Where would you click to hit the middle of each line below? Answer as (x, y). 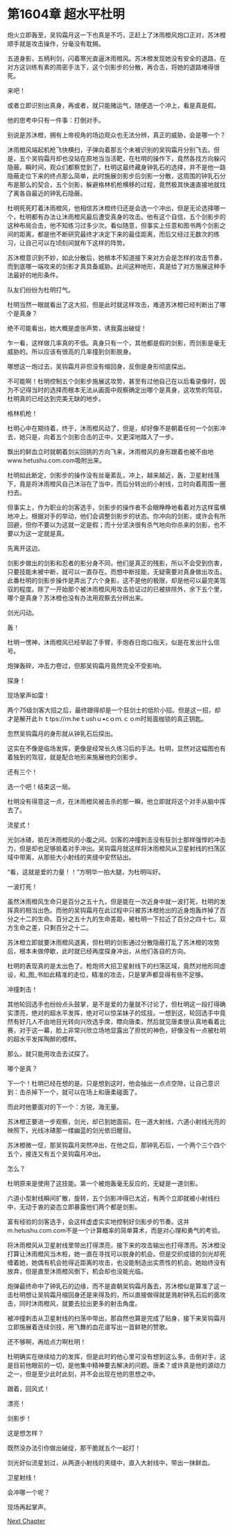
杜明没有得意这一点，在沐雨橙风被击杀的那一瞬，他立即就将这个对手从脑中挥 (116, 801)
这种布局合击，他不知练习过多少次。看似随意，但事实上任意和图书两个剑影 (113, 225)
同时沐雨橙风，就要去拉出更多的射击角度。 (80, 1303)
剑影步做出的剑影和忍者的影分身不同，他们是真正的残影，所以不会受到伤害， (116, 563)
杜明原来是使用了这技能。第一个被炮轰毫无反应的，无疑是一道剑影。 (104, 1183)
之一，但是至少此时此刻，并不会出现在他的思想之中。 (83, 1374)
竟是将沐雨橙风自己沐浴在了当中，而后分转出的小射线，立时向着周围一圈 (122, 484)
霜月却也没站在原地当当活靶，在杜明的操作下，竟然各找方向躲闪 (135, 158)
